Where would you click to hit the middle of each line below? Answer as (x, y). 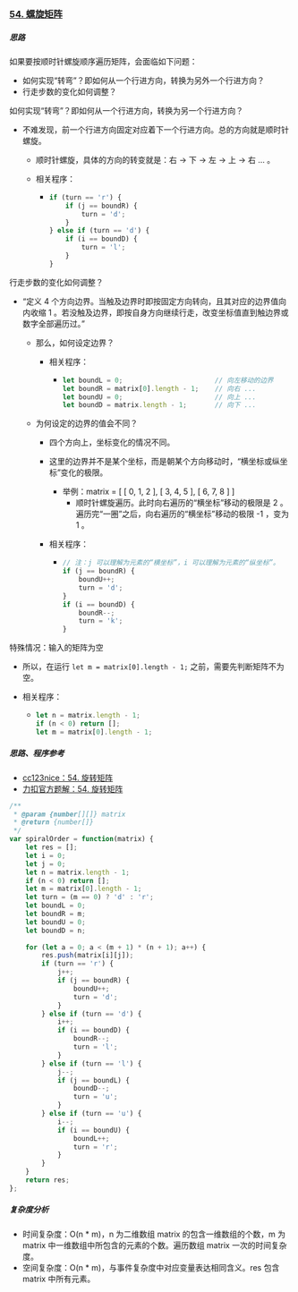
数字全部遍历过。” (53, 323)
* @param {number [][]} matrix (69, 814)
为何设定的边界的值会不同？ (87, 423)
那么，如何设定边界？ (75, 343)
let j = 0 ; (46, 864)
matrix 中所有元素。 (59, 1279)
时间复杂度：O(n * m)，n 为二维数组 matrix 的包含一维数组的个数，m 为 (154, 1234)
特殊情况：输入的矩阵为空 (56, 648)
